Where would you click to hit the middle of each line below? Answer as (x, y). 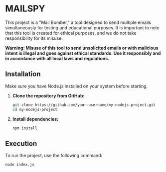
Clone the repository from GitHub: (48, 95)
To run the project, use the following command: (54, 156)
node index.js (20, 165)
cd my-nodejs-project (35, 109)
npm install (25, 128)
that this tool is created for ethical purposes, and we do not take (71, 33)
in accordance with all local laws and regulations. (57, 58)
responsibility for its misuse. (34, 38)
